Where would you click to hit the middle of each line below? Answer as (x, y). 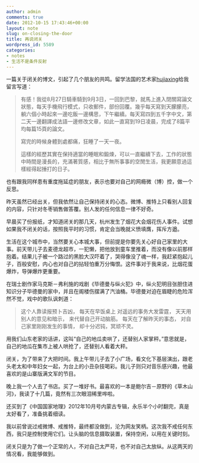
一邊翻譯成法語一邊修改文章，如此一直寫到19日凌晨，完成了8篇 (108, 121)
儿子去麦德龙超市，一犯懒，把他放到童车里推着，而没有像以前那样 (112, 249)
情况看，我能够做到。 (32, 454)
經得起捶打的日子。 (49, 169)
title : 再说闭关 (24, 39)
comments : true (25, 17)
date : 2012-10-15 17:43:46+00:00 (47, 23)
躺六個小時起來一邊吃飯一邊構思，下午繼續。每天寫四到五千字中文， (104, 114)
